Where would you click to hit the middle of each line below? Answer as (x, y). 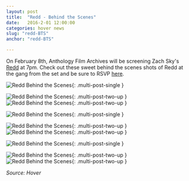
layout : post (22, 12)
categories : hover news (35, 28)
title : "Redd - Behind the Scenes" (51, 17)
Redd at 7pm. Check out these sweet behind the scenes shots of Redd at (95, 67)
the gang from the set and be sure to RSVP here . (65, 74)
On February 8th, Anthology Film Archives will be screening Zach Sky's (93, 61)
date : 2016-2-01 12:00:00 (41, 22)
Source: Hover (24, 173)
